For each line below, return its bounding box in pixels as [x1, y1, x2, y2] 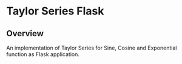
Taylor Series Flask [6, 4, 104, 18]
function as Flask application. [6, 51, 80, 58]
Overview [6, 28, 44, 39]
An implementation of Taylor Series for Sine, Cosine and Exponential [6, 44, 177, 51]
